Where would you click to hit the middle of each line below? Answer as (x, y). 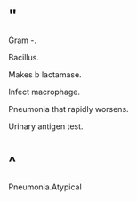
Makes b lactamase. (45, 74)
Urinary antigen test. (46, 126)
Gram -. (23, 40)
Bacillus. (24, 57)
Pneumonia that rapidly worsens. (69, 109)
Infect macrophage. (44, 92)
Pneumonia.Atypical (45, 187)
